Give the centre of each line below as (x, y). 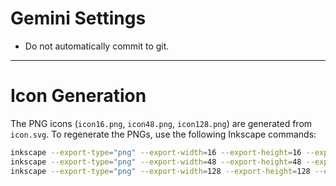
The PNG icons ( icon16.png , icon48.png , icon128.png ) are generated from (161, 123)
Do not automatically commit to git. (97, 46)
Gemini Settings (78, 18)
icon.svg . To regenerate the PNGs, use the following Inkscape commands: (163, 134)
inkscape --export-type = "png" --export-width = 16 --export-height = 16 (156, 152)
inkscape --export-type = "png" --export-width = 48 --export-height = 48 (156, 162)
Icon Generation (78, 96)
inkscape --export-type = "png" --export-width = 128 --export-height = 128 (160, 171)
